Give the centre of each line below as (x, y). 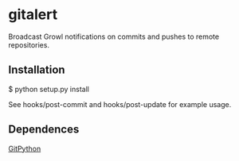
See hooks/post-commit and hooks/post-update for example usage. (120, 104)
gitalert (33, 15)
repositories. (29, 44)
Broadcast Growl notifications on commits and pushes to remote (114, 36)
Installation (37, 70)
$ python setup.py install (49, 89)
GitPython (25, 148)
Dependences (44, 130)
